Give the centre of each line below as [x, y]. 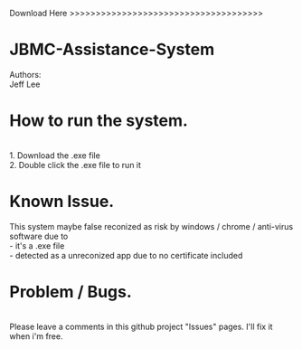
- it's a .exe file [37, 245]
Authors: [25, 74]
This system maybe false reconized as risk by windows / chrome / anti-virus [151, 226]
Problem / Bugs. [71, 292]
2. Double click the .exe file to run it [75, 165]
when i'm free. [36, 336]
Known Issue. [62, 202]
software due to [39, 236]
